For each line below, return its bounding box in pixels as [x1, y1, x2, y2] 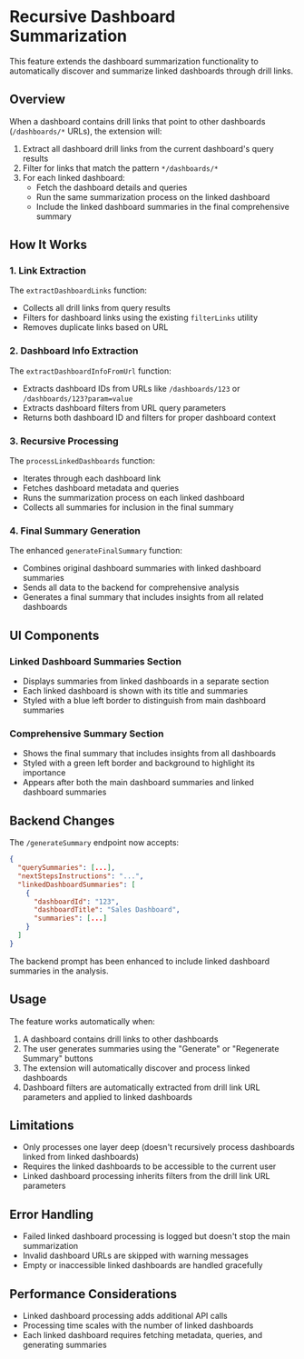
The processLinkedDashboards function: [9, 455, 156, 466]
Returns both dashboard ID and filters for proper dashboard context [22, 412, 277, 423]
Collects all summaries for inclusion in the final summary [22, 502, 234, 513]
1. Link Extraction [9, 265, 86, 277]
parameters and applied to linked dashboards [22, 1091, 193, 1102]
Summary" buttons [22, 1053, 93, 1064]
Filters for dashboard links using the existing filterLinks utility [22, 312, 259, 324]
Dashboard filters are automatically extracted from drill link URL [22, 1082, 260, 1093]
